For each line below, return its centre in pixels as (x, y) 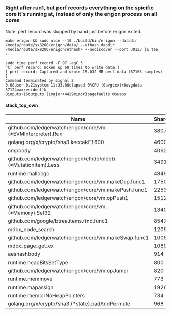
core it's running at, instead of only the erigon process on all (81, 14)
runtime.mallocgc (29, 173)
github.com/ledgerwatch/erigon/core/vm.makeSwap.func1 (78, 237)
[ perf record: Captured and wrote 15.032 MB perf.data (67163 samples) (84, 72)
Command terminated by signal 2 (39, 81)
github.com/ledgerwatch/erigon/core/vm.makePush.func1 (78, 190)
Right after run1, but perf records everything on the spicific (79, 8)
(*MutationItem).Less (34, 165)
